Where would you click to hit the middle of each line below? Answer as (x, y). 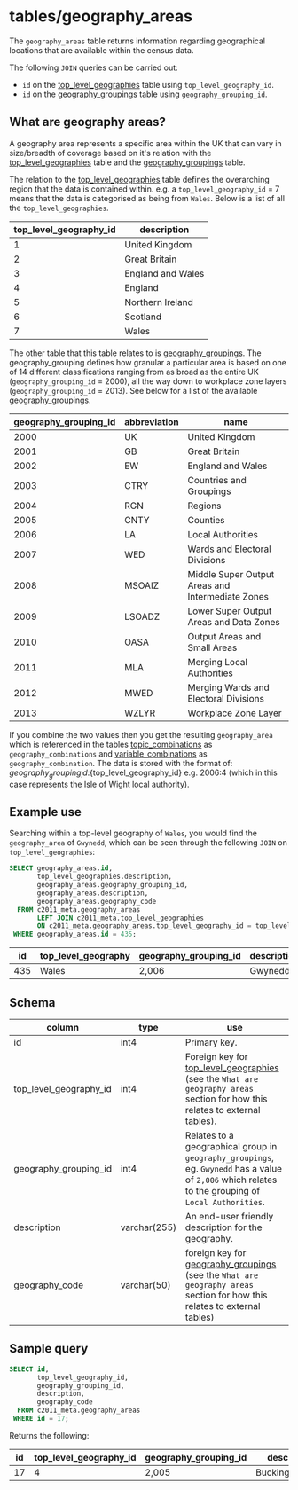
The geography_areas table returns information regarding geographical (137, 41)
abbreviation (151, 421)
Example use (46, 812)
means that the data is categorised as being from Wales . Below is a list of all (147, 198)
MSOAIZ (141, 585)
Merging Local (218, 662)
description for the (223, 1227)
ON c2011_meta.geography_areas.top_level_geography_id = (144, 926)
